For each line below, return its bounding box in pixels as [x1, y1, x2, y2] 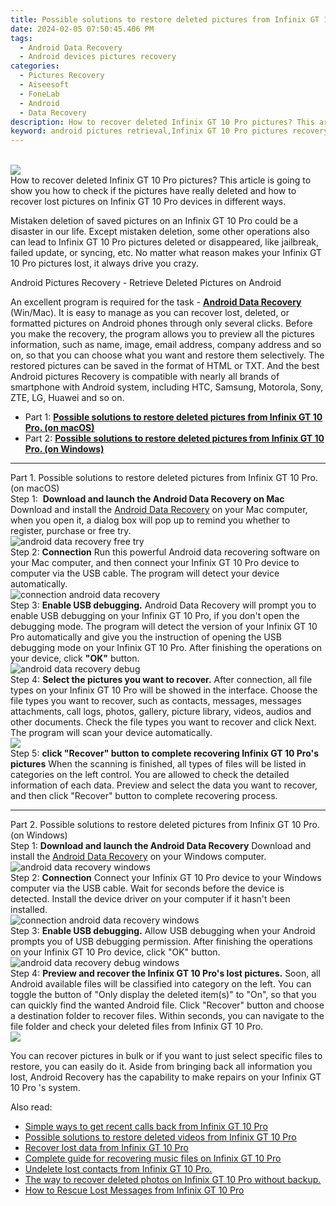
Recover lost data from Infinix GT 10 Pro [24, 1142, 189, 1154]
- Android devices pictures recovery [19, 52, 177, 62]
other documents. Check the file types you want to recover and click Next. [10, 716, 317, 728]
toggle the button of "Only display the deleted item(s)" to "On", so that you [10, 989, 317, 1001]
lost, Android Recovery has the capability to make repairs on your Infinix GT [10, 1071, 322, 1083]
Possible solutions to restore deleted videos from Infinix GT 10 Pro [24, 1131, 297, 1143]
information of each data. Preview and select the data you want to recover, [10, 779, 318, 791]
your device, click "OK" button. [10, 652, 140, 665]
